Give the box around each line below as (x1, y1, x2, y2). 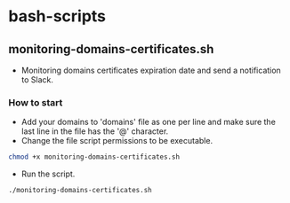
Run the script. (20, 168, 76, 179)
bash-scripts (8, 6, 107, 27)
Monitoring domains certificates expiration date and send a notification (20, 65, 281, 75)
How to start (8, 96, 63, 108)
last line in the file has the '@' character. (20, 126, 169, 137)
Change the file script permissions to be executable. (20, 136, 213, 146)
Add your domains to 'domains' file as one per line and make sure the (20, 117, 277, 128)
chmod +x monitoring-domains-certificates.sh (8, 152, 180, 161)
